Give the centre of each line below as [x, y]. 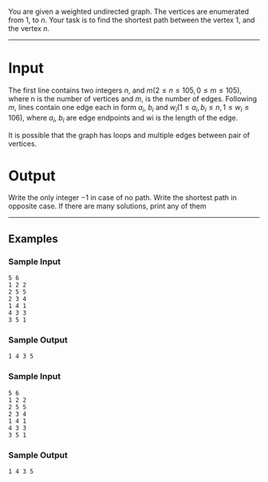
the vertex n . [29, 28]
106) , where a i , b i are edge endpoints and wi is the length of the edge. [123, 119]
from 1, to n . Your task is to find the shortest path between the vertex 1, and [132, 20]
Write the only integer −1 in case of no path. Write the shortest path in [122, 198]
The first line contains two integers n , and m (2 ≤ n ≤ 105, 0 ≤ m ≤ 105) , [125, 90]
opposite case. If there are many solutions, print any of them [107, 206]
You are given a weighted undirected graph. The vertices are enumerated [129, 12]
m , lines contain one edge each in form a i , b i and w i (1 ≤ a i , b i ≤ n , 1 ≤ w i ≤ [129, 108]
